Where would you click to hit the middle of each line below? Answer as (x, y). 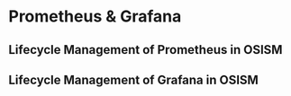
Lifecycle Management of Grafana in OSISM (133, 79)
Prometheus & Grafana (95, 17)
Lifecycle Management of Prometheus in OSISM (145, 50)
